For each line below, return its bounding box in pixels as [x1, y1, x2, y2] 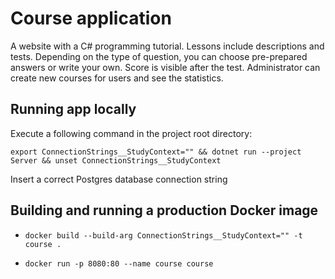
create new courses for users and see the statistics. [10, 72, 224, 84]
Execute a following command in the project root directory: [10, 127, 253, 139]
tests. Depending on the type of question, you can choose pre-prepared [10, 50, 308, 62]
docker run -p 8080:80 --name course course [24, 258, 214, 269]
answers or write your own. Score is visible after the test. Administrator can [10, 61, 321, 73]
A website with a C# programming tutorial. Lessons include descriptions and [10, 40, 325, 52]
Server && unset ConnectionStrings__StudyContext [10, 155, 222, 166]
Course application [10, 7, 172, 30]
